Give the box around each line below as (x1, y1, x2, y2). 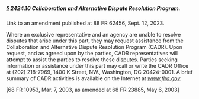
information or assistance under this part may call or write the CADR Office (6, 62, 189, 69)
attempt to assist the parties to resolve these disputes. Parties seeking (6, 56, 178, 63)
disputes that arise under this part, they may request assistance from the (6, 37, 184, 44)
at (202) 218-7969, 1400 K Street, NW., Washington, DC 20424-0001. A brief (6, 68, 193, 75)
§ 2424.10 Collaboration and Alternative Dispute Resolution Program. (6, 5, 181, 12)
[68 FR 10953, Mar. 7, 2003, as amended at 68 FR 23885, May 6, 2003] (6, 86, 179, 93)
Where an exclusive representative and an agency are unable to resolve (6, 31, 181, 38)
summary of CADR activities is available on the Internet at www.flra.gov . (6, 74, 182, 82)
